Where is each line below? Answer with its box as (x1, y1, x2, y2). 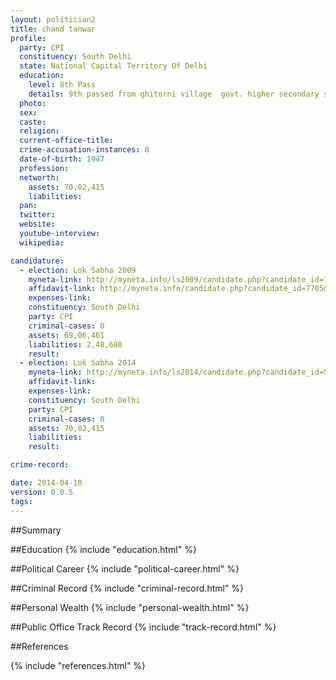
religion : (19, 126, 60, 136)
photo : (19, 98, 47, 108)
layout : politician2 (10, 14, 97, 25)
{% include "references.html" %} (10, 659, 147, 671)
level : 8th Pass (28, 80, 97, 90)
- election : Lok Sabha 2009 (19, 265, 137, 275)
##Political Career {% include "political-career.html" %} (10, 562, 240, 575)
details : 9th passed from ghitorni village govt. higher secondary (28, 89, 320, 99)
